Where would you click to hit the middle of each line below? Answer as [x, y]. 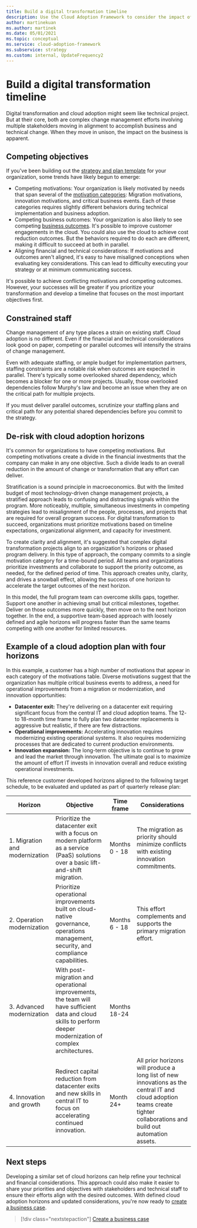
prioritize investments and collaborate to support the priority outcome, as [94, 567]
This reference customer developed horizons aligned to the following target [97, 780]
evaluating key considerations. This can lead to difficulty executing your [101, 263]
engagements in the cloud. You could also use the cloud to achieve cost [101, 232]
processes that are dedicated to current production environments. [94, 744]
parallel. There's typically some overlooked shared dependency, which [91, 375]
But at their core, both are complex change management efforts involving [94, 119]
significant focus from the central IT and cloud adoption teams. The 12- [101, 713]
